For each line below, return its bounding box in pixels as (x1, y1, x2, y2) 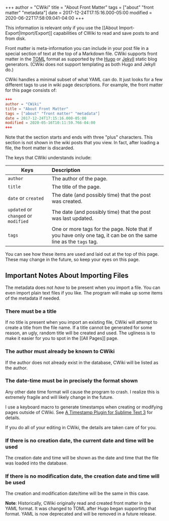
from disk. (5, 35, 26, 41)
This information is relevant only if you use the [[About (5, 25, 118, 31)
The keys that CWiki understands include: (5, 155, 92, 161)
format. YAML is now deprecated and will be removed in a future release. (5, 511, 157, 517)
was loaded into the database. (5, 460, 68, 466)
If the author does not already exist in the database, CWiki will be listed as (5, 359, 158, 365)
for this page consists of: (5, 87, 57, 93)
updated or (8, 206, 33, 213)
